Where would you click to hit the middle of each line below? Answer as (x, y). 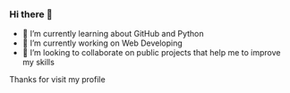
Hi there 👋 (31, 14)
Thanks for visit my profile (57, 80)
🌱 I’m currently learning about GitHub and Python (113, 34)
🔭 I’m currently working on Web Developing (102, 43)
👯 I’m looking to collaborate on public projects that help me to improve (151, 53)
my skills (38, 63)
